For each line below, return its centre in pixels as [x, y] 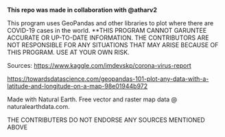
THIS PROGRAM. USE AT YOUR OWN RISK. [68, 52]
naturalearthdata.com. [38, 107]
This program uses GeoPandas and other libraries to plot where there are [110, 23]
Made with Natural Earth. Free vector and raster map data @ [92, 99]
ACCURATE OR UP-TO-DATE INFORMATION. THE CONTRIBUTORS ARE [108, 38]
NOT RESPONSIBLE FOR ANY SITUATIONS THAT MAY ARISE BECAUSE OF [113, 45]
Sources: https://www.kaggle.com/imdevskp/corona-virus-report [99, 65]
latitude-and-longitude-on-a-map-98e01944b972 [78, 86]
